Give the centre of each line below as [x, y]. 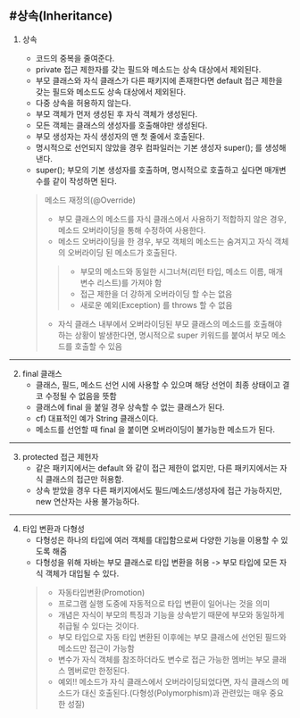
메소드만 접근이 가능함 [96, 648]
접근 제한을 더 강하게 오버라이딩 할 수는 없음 [156, 294]
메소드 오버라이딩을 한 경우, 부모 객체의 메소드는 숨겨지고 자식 [165, 241]
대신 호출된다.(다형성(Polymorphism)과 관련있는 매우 [175, 693]
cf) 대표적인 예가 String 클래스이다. [97, 418]
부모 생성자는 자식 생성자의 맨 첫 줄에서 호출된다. [120, 136]
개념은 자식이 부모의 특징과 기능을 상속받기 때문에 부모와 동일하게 [171, 614]
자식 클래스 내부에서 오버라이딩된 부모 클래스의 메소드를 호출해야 [170, 323]
